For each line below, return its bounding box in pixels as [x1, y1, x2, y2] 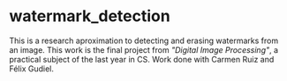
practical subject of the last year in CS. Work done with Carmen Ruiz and [9, 54, 275, 64]
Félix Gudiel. [9, 63, 55, 74]
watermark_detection [9, 6, 170, 26]
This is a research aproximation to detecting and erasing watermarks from [9, 35, 279, 46]
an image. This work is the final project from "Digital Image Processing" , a [9, 44, 279, 55]
